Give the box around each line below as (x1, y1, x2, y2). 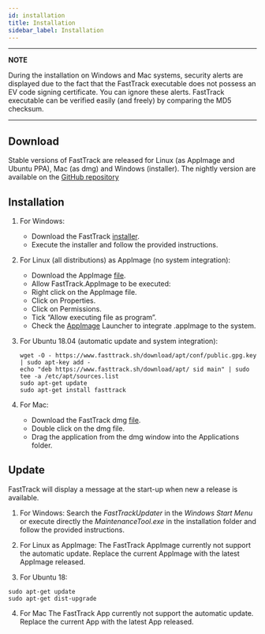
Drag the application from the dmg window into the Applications (31, 432, 240, 441)
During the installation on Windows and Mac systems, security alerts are (8, 70, 244, 80)
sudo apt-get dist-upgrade (8, 594, 97, 602)
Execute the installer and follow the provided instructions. (31, 240, 218, 249)
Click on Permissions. (31, 304, 103, 313)
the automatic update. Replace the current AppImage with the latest (19, 549, 241, 558)
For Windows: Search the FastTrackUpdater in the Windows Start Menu (19, 508, 253, 518)
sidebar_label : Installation (8, 26, 104, 34)
